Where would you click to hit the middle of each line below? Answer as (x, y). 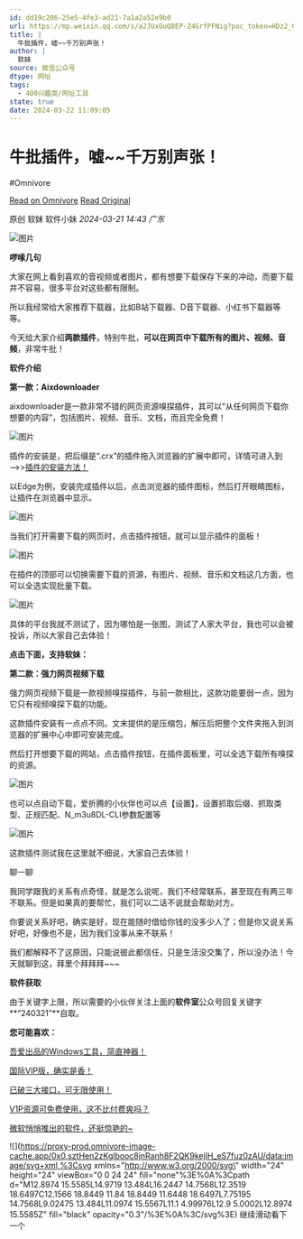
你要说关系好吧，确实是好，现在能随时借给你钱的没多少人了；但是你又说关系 (151, 922)
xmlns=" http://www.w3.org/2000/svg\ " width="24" (188, 1166)
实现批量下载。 (68, 586)
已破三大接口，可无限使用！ (61, 1090)
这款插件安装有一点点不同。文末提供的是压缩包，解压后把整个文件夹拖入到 (147, 724)
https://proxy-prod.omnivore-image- (88, 1146)
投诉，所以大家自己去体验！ (61, 635)
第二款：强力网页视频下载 (57, 674)
